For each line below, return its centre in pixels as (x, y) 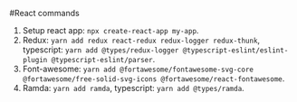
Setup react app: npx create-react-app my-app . (110, 30)
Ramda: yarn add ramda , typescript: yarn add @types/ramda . (133, 88)
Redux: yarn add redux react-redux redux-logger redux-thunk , (141, 40)
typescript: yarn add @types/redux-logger (101, 50)
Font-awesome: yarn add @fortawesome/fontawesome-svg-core (138, 69)
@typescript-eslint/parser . (103, 59)
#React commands (44, 13)
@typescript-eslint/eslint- (235, 51)
